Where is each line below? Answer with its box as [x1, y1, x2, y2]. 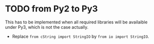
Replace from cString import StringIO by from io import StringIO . [12, 33, 149, 39]
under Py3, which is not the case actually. [5, 24, 89, 30]
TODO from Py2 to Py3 [5, 3, 98, 14]
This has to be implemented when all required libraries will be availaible [5, 19, 148, 25]
